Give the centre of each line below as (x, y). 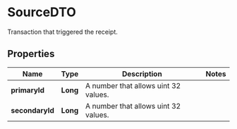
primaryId (28, 90)
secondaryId (33, 110)
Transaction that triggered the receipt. (63, 32)
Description (142, 73)
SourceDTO (42, 12)
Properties (31, 54)
